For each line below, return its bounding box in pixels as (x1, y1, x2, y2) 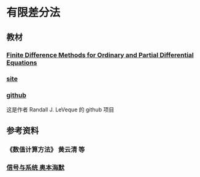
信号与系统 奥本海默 (6, 163, 65, 171)
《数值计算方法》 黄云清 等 (6, 145, 85, 154)
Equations (6, 58, 37, 67)
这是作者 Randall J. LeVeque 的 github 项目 (6, 105, 115, 113)
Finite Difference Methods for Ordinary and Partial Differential (6, 50, 194, 59)
